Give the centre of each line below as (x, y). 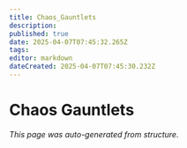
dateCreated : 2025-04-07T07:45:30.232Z (82, 67)
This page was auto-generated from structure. (94, 134)
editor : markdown (41, 58)
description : (33, 26)
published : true (39, 33)
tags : (19, 50)
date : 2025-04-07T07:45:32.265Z (68, 42)
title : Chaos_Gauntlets (53, 17)
